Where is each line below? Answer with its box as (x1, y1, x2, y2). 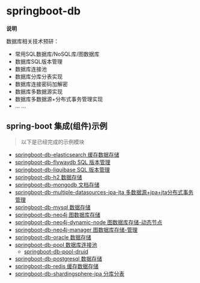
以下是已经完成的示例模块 (20, 138, 85, 145)
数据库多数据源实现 (14, 88, 63, 95)
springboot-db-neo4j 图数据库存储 (14, 211, 101, 218)
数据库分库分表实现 (14, 73, 63, 80)
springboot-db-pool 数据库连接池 (14, 241, 97, 248)
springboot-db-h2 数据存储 (14, 173, 82, 181)
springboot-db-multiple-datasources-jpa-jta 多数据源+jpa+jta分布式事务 (14, 188, 194, 196)
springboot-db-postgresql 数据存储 (14, 255, 102, 262)
